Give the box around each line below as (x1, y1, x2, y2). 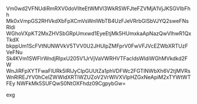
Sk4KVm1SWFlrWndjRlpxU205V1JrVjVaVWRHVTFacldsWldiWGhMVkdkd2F (6, 55, 188, 62)
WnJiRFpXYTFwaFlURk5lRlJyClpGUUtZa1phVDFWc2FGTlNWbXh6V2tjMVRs (6, 68, 191, 74)
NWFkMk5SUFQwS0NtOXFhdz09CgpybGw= (16, 80, 126, 87)
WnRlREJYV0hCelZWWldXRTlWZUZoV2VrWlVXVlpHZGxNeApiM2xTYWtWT (6, 73, 191, 80)
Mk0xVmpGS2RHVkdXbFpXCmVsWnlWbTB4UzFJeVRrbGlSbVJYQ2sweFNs (6, 18, 189, 24)
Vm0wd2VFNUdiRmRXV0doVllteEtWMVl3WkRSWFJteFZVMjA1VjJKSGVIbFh (6, 5, 191, 12)
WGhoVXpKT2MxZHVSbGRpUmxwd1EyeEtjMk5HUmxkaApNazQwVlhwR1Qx (6, 30, 192, 37)
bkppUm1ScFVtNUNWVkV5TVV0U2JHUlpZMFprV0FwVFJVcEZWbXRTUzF (6, 42, 188, 49)
